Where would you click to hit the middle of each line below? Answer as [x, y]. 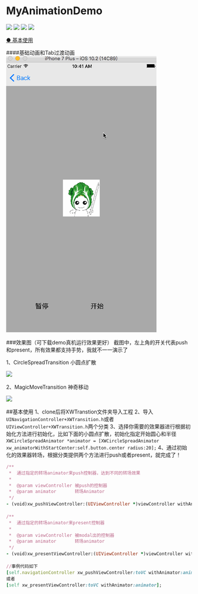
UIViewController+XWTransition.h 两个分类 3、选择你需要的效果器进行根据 [96, 426]
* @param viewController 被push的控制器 [58, 485]
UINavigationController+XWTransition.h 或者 [60, 419]
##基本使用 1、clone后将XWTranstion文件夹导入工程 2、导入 [80, 412]
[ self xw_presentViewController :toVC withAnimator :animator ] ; [84, 585]
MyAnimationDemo [55, 11]
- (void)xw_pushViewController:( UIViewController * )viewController [91, 504]
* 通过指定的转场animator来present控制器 [57, 523]
